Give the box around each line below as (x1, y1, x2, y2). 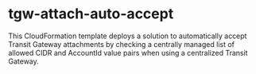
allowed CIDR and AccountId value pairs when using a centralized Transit (8, 48, 248, 57)
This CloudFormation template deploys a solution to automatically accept (8, 31, 247, 41)
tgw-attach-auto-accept (8, 5, 174, 23)
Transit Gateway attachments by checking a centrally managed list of (8, 39, 235, 49)
